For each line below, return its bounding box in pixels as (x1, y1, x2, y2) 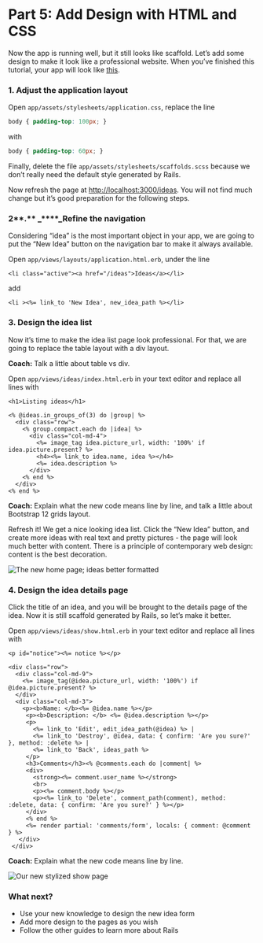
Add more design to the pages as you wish (19, 917, 159, 926)
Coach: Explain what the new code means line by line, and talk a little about (8, 501, 253, 510)
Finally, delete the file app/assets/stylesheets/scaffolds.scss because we (8, 161, 250, 171)
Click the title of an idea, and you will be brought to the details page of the (8, 602, 247, 612)
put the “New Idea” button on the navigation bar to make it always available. (8, 239, 254, 249)
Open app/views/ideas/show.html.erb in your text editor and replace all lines (8, 626, 255, 635)
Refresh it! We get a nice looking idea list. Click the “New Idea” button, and (8, 524, 250, 534)
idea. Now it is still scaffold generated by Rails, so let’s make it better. (8, 610, 232, 619)
